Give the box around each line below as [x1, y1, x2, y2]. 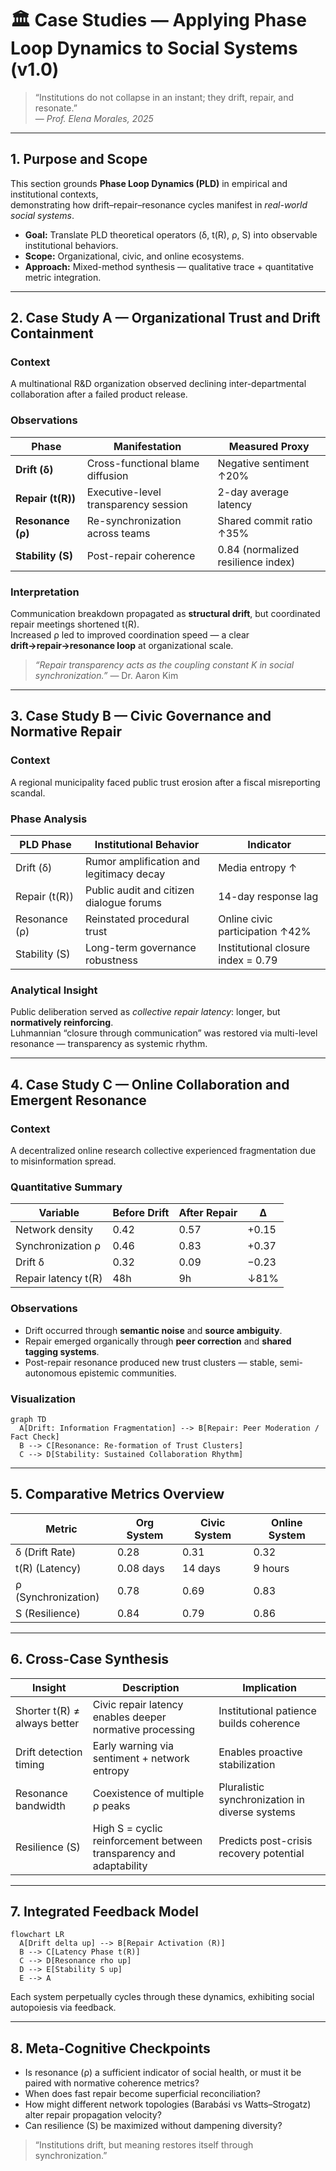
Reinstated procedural [84, 912, 190, 926]
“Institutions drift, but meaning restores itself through [34, 2139, 254, 2151]
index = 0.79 [218, 953, 278, 967]
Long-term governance [84, 941, 197, 955]
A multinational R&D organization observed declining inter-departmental [10, 378, 307, 390]
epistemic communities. [78, 1367, 177, 1379]
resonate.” [34, 102, 78, 114]
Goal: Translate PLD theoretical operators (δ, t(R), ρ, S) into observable [24, 228, 318, 241]
